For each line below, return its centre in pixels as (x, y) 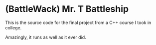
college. (13, 27)
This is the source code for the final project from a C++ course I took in (78, 22)
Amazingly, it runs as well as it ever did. (46, 37)
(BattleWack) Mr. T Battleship (67, 9)
